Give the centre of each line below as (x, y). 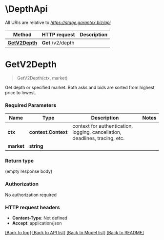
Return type (20, 161)
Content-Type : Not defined (40, 218)
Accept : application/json (37, 223)
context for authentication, (103, 126)
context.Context (48, 132)
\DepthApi (26, 9)
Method (22, 34)
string (36, 146)
